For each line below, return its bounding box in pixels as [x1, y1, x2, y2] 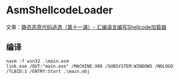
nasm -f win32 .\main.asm [6, 58, 69, 64]
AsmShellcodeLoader [6, 4, 113, 17]
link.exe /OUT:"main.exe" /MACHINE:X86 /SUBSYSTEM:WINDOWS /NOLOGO [6, 63, 174, 69]
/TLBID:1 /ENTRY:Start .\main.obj [6, 68, 90, 74]
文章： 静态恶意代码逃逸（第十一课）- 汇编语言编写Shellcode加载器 [6, 23, 167, 30]
